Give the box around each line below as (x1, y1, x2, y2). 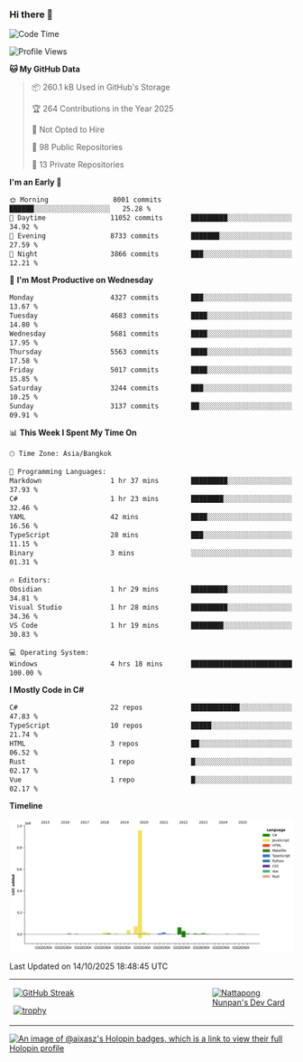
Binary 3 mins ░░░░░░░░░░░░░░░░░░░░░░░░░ (9, 549, 293, 558)
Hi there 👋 (9, 8, 54, 21)
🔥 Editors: (9, 576, 51, 585)
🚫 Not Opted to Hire (31, 124, 106, 135)
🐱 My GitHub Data (9, 63, 81, 75)
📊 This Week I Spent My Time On (9, 427, 137, 438)
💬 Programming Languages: (9, 468, 106, 477)
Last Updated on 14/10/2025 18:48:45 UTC (9, 961, 169, 972)
